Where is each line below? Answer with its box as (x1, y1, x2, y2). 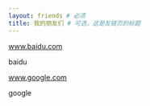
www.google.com (8, 72, 67, 82)
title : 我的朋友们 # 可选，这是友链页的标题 (8, 19, 141, 27)
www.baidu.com (8, 41, 63, 51)
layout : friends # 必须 (8, 11, 86, 20)
